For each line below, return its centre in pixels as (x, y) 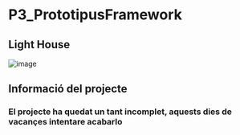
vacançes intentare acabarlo (65, 122)
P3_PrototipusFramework (95, 15)
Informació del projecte (68, 89)
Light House (39, 45)
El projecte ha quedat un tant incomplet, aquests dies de (120, 112)
